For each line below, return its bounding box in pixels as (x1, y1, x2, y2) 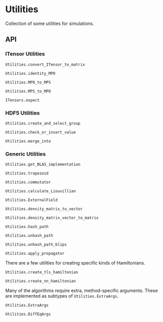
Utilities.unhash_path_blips (5, 242, 67, 247)
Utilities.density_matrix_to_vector (5, 207, 83, 212)
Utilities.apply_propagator (5, 251, 65, 256)
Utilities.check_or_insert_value (5, 130, 76, 135)
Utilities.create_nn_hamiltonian (5, 279, 76, 284)
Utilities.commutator (5, 180, 51, 185)
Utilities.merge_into (5, 138, 51, 143)
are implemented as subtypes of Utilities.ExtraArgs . (5, 293, 119, 299)
